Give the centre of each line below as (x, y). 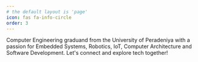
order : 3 (17, 23)
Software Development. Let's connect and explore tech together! (87, 53)
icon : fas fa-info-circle (39, 17)
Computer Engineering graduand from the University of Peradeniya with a (98, 40)
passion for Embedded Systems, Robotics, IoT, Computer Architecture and (99, 46)
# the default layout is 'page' (47, 12)
